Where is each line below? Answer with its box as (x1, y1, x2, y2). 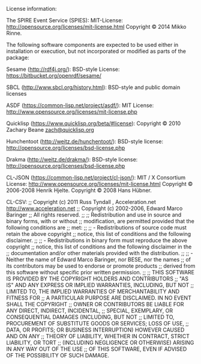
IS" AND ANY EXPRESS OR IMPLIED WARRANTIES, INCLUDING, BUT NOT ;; (6, 282, 194, 288)
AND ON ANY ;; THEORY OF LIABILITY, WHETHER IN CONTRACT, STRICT (6, 333, 190, 339)
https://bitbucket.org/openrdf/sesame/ (6, 72, 102, 79)
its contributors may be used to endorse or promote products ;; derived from (6, 262, 196, 270)
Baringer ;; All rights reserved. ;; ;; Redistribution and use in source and (6, 211, 182, 218)
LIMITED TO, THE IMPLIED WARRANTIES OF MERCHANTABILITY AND (6, 288, 180, 295)
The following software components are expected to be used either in (6, 42, 179, 48)
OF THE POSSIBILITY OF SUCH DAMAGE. (6, 352, 110, 359)
